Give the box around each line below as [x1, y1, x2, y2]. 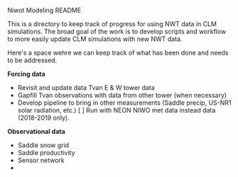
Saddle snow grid [17, 141, 70, 149]
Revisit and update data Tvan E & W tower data [17, 84, 155, 91]
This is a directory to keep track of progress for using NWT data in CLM [7, 20, 217, 28]
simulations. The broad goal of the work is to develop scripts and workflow [7, 28, 227, 35]
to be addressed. [7, 56, 58, 64]
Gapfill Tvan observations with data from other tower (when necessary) [17, 91, 227, 99]
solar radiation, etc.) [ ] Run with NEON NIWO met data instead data [17, 106, 216, 114]
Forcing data [7, 70, 45, 78]
